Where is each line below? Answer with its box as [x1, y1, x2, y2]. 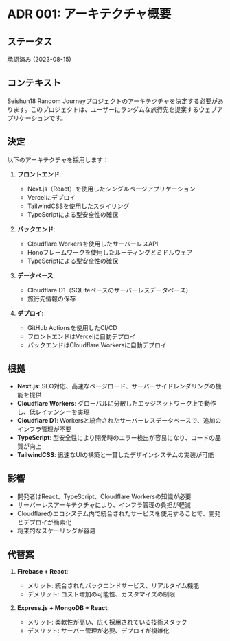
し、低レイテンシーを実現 [16, 408, 90, 416]
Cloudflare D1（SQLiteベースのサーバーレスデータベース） [27, 285, 192, 294]
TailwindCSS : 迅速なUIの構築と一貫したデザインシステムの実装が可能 [16, 451, 214, 459]
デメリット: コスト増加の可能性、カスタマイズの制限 [27, 590, 176, 598]
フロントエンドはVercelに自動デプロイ [27, 332, 136, 340]
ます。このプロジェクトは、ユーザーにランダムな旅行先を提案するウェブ [12, 105, 218, 113]
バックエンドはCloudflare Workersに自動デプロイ [27, 340, 167, 349]
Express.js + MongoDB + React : [16, 604, 110, 612]
